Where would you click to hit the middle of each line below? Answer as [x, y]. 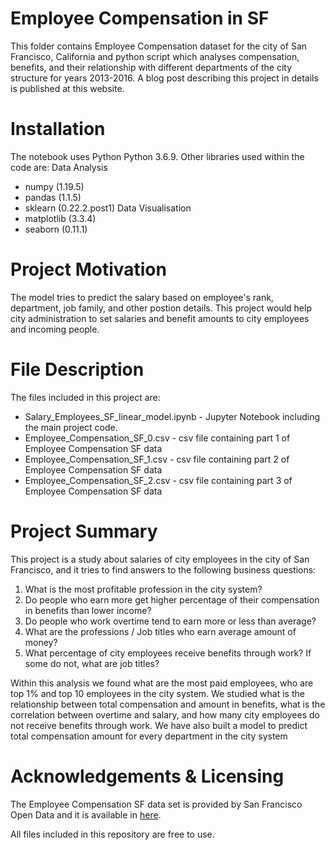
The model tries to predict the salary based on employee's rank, [142, 297]
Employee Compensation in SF [140, 18]
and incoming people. [55, 329]
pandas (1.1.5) [53, 197]
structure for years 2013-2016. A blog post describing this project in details [164, 78]
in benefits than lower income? [88, 610]
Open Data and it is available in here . [86, 814]
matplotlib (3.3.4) [60, 218]
